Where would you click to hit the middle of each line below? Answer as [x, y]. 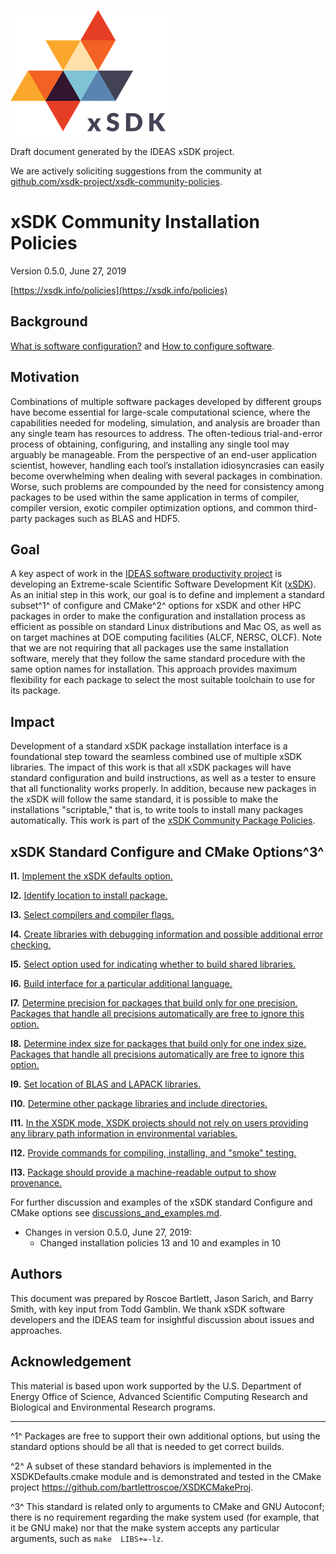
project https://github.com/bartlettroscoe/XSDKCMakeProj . [132, 1487]
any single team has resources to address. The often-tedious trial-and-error [166, 433]
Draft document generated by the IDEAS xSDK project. [122, 151]
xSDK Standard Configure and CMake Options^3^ [167, 851]
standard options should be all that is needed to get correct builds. [147, 1446]
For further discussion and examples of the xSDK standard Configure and [161, 1202]
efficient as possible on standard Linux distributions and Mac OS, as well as [166, 627]
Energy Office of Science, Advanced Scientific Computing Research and [159, 1396]
